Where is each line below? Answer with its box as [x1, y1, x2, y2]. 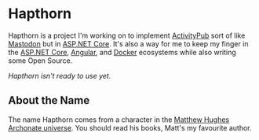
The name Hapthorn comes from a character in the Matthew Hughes [8, 115, 230, 124]
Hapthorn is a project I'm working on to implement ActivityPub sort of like [8, 31, 246, 40]
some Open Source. [8, 56, 73, 65]
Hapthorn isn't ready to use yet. [8, 71, 111, 80]
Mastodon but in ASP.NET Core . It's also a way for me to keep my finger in [8, 39, 249, 48]
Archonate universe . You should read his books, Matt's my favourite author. [8, 123, 253, 132]
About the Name [8, 94, 90, 107]
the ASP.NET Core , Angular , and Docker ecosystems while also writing [8, 47, 237, 57]
